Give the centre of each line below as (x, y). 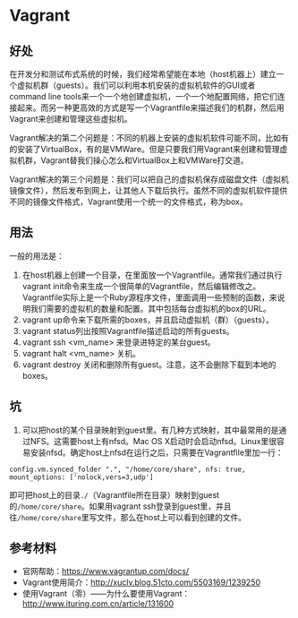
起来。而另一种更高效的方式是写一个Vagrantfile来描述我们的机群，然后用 (150, 107)
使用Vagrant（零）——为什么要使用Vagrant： (106, 594)
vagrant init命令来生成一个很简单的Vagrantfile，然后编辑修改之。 (141, 286)
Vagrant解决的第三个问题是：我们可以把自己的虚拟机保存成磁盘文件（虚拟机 (149, 179)
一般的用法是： (37, 255)
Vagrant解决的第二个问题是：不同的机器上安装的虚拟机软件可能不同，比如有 (149, 138)
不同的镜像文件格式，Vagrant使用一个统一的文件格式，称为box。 (128, 202)
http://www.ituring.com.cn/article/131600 (98, 604)
